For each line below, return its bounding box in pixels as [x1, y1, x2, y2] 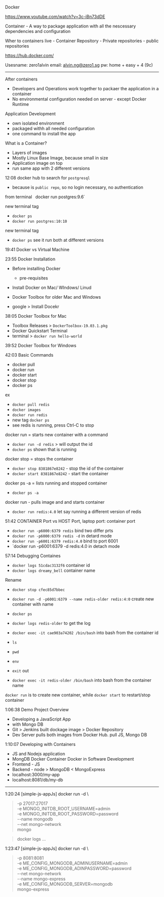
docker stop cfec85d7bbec [12, 588, 65, 592]
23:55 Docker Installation [5, 256, 56, 262]
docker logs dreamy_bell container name [12, 567, 96, 573]
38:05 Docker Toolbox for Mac [5, 313, 67, 319]
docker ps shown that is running [12, 446, 77, 452]
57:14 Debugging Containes [5, 553, 61, 559]
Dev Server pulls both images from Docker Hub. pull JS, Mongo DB [12, 732, 147, 738]
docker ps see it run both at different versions [12, 237, 104, 243]
